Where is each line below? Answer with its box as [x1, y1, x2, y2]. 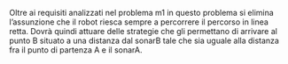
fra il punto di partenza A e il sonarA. [9, 45, 143, 55]
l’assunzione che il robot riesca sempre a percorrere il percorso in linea [9, 17, 269, 27]
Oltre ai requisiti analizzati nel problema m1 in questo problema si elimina [9, 8, 275, 18]
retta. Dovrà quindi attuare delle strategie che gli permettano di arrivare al [9, 26, 277, 36]
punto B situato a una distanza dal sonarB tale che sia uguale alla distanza [9, 35, 279, 46]
